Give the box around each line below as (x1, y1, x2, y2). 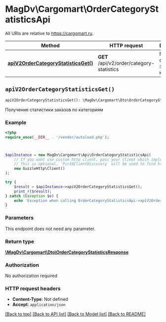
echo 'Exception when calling (14, 198, 77, 203)
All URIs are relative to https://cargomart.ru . (5, 30, 94, 36)
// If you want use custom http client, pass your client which (14, 157, 149, 162)
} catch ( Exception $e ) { (5, 193, 58, 198)
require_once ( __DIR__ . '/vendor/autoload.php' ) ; (5, 135, 110, 139)
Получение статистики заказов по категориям (5, 106, 104, 112)
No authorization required (5, 273, 58, 279)
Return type (5, 238, 35, 245)
